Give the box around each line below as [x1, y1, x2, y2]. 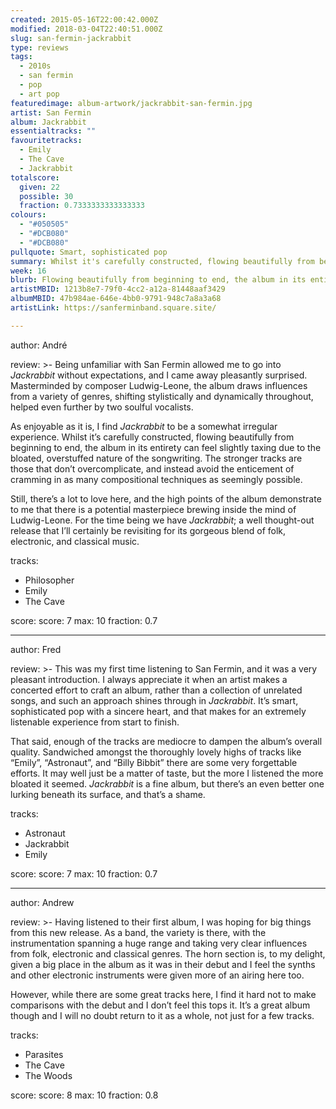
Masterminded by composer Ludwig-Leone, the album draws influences [10, 379, 308, 391]
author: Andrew [10, 896, 75, 908]
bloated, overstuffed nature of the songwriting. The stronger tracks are [10, 452, 303, 464]
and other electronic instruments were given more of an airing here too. [10, 969, 305, 981]
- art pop [19, 89, 60, 99]
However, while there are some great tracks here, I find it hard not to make [10, 988, 317, 1000]
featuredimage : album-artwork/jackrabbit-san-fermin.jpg [10, 98, 253, 108]
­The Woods [24, 1069, 73, 1081]
